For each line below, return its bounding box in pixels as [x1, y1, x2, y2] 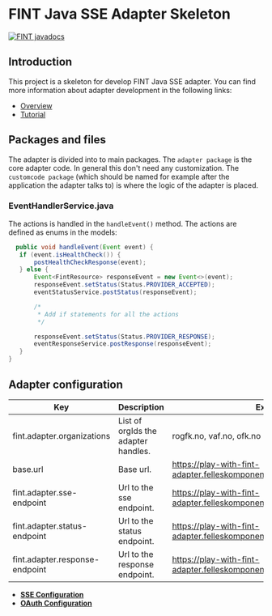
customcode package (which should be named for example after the [8, 172, 230, 181]
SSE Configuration [19, 589, 84, 599]
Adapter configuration [8, 377, 124, 391]
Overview [19, 100, 53, 110]
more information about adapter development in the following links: [8, 85, 232, 95]
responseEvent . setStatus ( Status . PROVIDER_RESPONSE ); [33, 333, 216, 341]
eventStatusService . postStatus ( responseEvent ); [33, 288, 198, 296]
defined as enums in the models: [8, 227, 117, 237]
